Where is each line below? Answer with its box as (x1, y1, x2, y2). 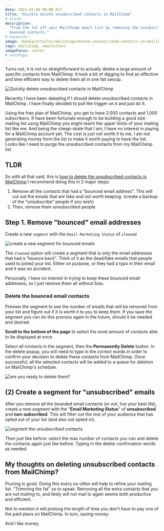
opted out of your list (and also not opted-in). (5, 416, 96, 422)
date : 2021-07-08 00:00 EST (5, 7, 62, 12)
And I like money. (5, 520, 40, 526)
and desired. (5, 319, 30, 325)
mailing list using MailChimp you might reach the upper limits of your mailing (5, 120, 159, 126)
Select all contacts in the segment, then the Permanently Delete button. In (5, 344, 155, 349)
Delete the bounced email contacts (5, 292, 90, 299)
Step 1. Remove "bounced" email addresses (5, 218, 142, 227)
